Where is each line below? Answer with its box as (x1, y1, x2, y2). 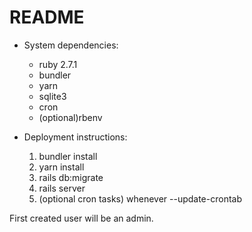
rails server (38, 182, 86, 194)
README (9, 6, 85, 29)
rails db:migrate (38, 171, 104, 183)
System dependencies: (23, 39, 119, 51)
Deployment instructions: (23, 131, 128, 143)
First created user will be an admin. (9, 212, 154, 224)
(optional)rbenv (38, 111, 103, 123)
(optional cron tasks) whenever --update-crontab (38, 192, 243, 205)
